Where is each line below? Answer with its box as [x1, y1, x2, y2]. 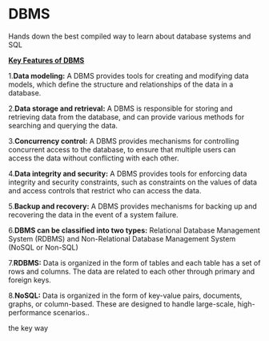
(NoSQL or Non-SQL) [8, 242, 78, 252]
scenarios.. [53, 307, 90, 317]
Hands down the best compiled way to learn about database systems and [8, 31, 251, 41]
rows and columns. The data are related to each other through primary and [8, 266, 255, 276]
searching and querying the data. [8, 120, 118, 130]
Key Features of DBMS [8, 55, 85, 65]
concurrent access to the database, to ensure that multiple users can [8, 144, 236, 154]
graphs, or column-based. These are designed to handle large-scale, [8, 298, 236, 309]
